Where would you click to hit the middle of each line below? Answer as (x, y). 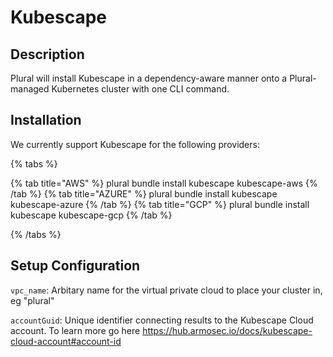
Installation (46, 120)
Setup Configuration (75, 266)
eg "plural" (32, 300)
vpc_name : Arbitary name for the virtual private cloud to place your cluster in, (166, 290)
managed (30, 89)
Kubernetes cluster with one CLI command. (140, 89)
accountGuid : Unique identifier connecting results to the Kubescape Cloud (162, 320)
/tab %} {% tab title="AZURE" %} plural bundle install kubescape (144, 193)
